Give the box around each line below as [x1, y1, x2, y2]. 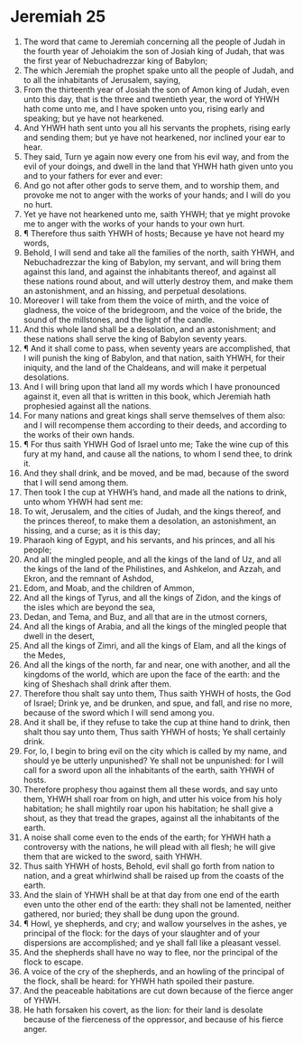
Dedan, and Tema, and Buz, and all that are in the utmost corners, [23, 611, 268, 622]
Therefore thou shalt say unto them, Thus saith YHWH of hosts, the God [23, 688, 291, 698]
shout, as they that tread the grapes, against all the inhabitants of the [23, 812, 280, 823]
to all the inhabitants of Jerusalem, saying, [23, 74, 181, 85]
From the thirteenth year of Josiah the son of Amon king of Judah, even [23, 84, 289, 95]
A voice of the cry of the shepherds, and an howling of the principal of [23, 965, 285, 976]
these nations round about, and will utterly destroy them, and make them [23, 275, 294, 286]
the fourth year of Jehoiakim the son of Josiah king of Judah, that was [23, 45, 285, 56]
